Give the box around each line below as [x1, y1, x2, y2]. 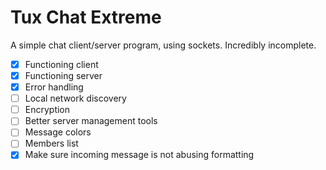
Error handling [24, 81, 84, 93]
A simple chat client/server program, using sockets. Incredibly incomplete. [10, 39, 317, 51]
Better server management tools [24, 115, 158, 127]
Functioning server [24, 70, 103, 81]
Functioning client [24, 58, 99, 70]
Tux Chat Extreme [10, 6, 162, 29]
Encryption [24, 104, 71, 116]
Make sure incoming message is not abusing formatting [24, 149, 255, 161]
